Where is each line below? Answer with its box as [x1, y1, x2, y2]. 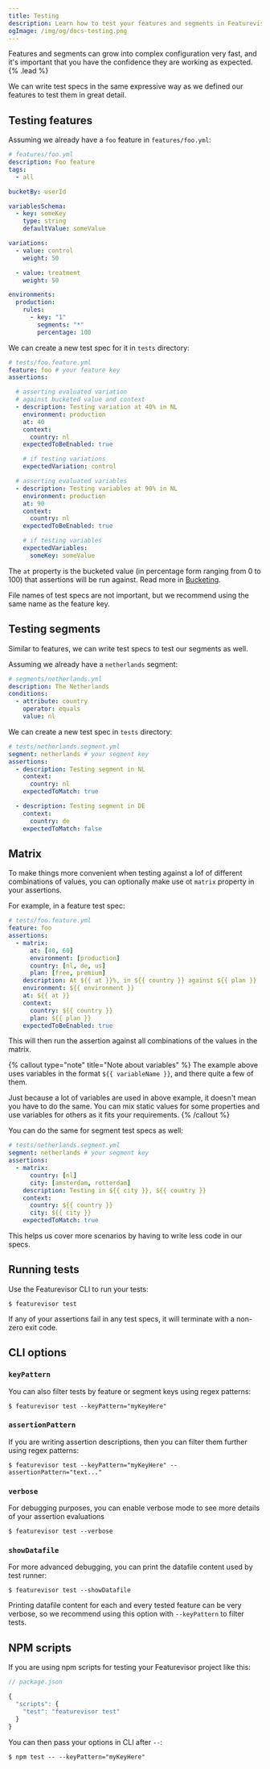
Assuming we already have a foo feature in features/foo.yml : [8, 135, 211, 145]
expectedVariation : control [22, 463, 117, 471]
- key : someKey [15, 210, 67, 218]
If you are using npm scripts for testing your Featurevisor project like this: [8, 1663, 252, 1672]
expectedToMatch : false [22, 824, 103, 833]
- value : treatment [15, 268, 81, 277]
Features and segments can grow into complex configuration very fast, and [8, 49, 257, 59]
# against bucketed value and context [15, 396, 146, 404]
